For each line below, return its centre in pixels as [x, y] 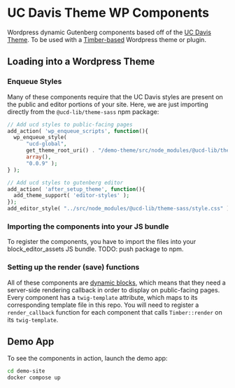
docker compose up [34, 378]
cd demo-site [26, 371]
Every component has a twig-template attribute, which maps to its [102, 297]
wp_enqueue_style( [41, 138]
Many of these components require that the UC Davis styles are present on [115, 96]
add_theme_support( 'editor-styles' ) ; [72, 196]
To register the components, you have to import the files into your [102, 242]
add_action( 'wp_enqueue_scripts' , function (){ [78, 131]
